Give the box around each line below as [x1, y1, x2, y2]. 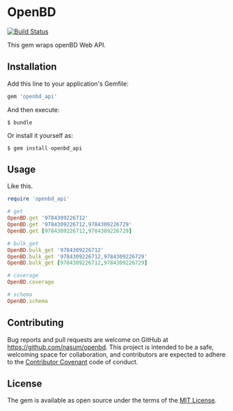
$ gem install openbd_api [7, 144, 82, 152]
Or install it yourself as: [7, 131, 73, 139]
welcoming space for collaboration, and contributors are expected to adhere [7, 350, 226, 359]
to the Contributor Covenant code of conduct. [7, 357, 138, 366]
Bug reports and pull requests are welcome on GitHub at [7, 335, 169, 343]
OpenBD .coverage [7, 279, 54, 286]
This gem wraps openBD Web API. [7, 40, 106, 49]
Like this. [7, 182, 33, 190]
